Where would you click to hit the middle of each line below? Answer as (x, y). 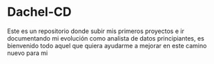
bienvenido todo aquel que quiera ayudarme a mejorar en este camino (107, 45)
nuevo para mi (28, 53)
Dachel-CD (39, 12)
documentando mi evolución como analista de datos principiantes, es (106, 38)
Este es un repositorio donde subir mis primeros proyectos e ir (96, 31)
